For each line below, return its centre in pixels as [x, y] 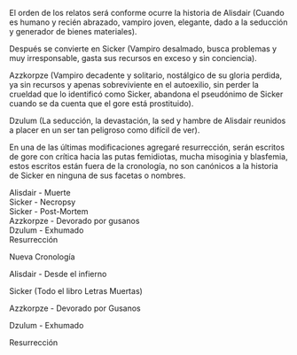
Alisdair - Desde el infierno [58, 274]
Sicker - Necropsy [43, 202]
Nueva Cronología [42, 257]
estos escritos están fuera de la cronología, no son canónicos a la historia [144, 166]
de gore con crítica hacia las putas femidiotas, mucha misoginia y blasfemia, [148, 157]
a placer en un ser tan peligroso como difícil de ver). [105, 130]
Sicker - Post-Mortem [49, 211]
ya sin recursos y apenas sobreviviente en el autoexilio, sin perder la [134, 85]
